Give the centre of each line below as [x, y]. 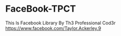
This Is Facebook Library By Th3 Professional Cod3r [60, 23]
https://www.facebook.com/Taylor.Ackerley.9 [53, 28]
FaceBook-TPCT [41, 9]
